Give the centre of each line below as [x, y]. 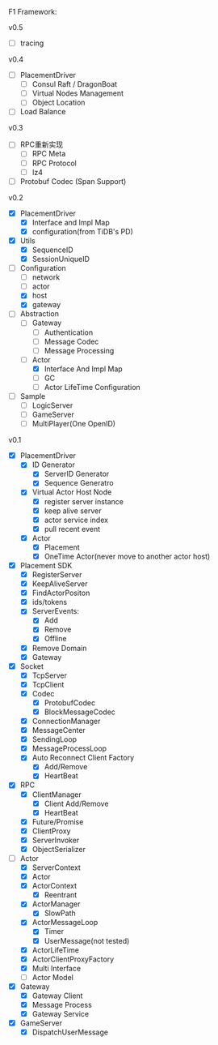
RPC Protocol [54, 163]
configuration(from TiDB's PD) [82, 231]
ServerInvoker [56, 840]
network [46, 277]
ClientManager [57, 794]
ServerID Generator [77, 474]
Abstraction [39, 314]
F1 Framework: [33, 12]
